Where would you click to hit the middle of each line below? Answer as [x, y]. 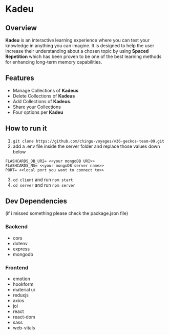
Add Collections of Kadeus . [42, 101]
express [21, 249]
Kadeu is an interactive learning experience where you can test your [78, 40]
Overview [21, 28]
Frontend [17, 267]
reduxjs [21, 295]
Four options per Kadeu [38, 112]
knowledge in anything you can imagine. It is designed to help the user [80, 46]
